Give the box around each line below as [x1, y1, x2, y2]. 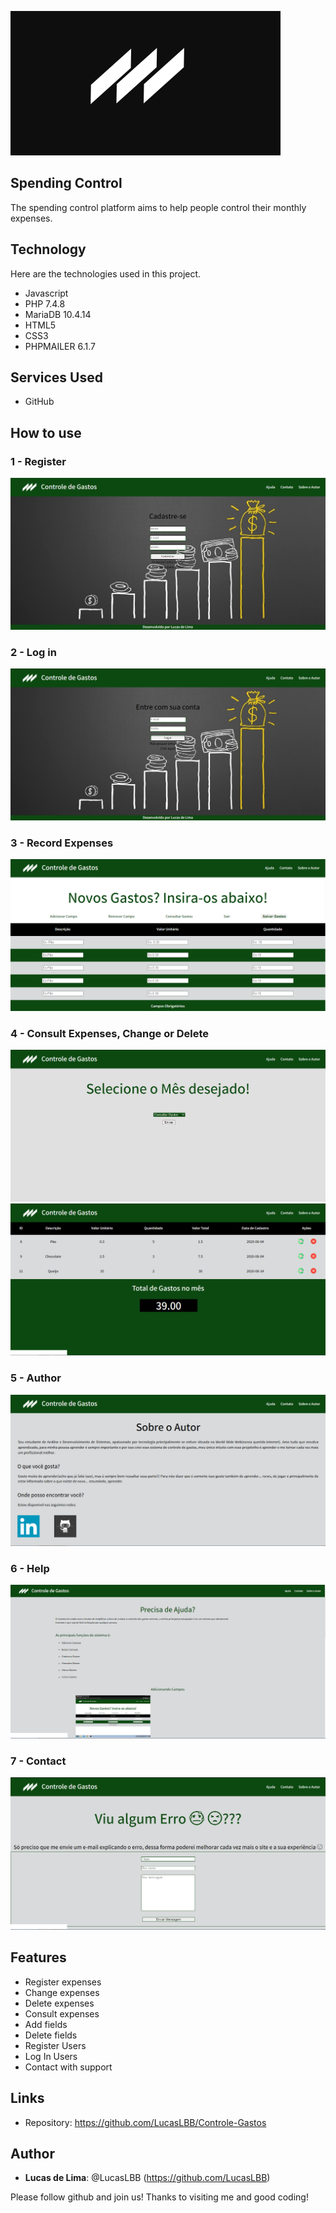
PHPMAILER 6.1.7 [24, 340, 96, 352]
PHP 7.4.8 [24, 297, 66, 310]
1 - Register [10, 454, 67, 468]
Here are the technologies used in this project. [10, 267, 202, 280]
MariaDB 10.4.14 [24, 308, 92, 320]
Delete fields [24, 2029, 78, 2041]
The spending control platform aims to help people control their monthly [10, 201, 307, 213]
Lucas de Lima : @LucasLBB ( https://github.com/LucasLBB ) [24, 2172, 271, 2184]
